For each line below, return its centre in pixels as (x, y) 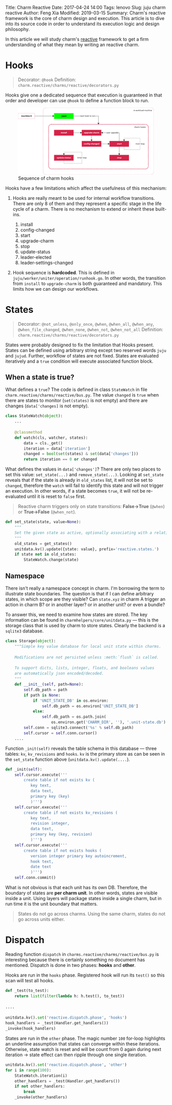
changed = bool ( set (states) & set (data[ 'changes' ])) (81, 454)
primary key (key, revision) (62, 834)
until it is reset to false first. (57, 497)
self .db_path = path (46, 690)
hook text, (42, 861)
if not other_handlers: (40, 1087)
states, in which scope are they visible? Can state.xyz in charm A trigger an (85, 599)
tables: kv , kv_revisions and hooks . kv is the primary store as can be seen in (85, 754)
